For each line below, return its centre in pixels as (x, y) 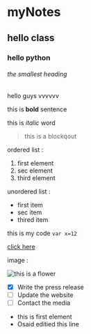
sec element (35, 170)
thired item (33, 219)
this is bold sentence (37, 109)
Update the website (45, 295)
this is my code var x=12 (42, 233)
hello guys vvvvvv (33, 95)
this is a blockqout (50, 136)
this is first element (44, 317)
